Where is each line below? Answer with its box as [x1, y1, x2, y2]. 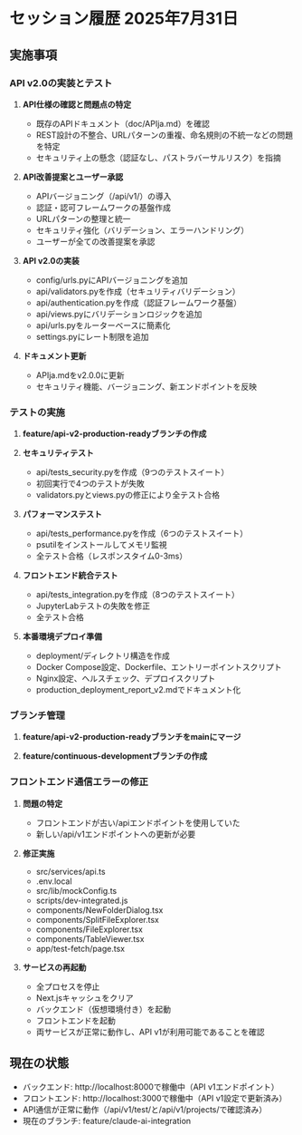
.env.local [35, 876, 72, 887]
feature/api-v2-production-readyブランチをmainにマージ [22, 732, 241, 742]
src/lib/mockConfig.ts [35, 885, 118, 896]
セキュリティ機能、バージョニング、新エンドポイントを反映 [35, 381, 258, 392]
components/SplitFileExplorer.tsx [35, 914, 160, 925]
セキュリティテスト [22, 448, 94, 459]
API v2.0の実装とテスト [9, 76, 113, 89]
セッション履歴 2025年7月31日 [9, 8, 239, 29]
